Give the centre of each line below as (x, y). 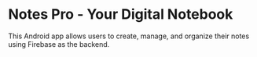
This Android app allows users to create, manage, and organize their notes (129, 36)
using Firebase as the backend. (59, 44)
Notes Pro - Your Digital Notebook (121, 14)
